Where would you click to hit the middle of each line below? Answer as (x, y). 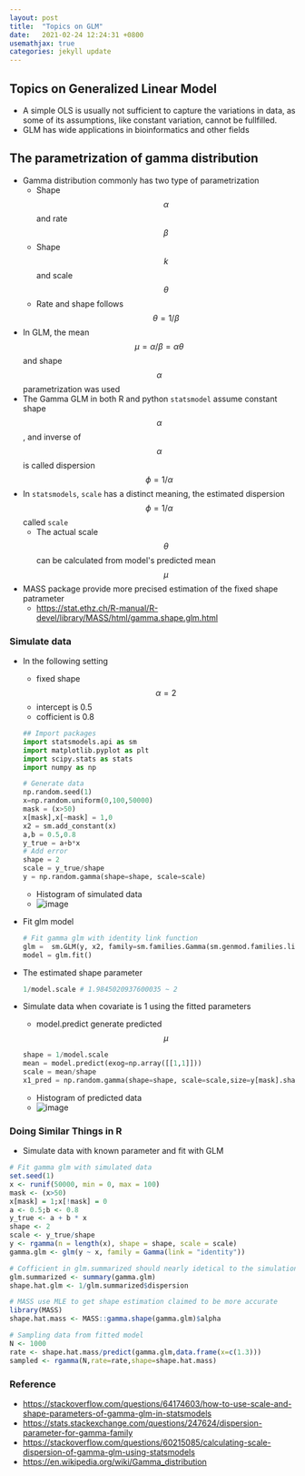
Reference (33, 1384)
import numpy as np (59, 767)
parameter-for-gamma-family (78, 1432)
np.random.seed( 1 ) (57, 793)
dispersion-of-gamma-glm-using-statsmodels (108, 1451)
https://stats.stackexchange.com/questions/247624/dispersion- (143, 1423)
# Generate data (53, 783)
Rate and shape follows (80, 303)
